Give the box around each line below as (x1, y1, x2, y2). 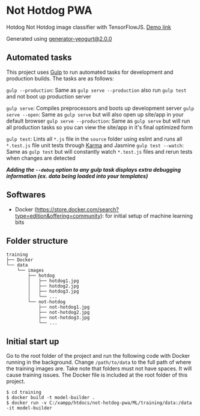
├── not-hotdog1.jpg (38, 304, 90, 310)
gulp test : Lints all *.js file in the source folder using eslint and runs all (6, 135, 183, 142)
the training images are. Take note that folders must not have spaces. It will (6, 365, 192, 372)
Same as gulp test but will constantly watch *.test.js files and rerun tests (6, 148, 193, 155)
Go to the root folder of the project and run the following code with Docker (6, 352, 190, 360)
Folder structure (6, 235, 68, 246)
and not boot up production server (6, 92, 91, 100)
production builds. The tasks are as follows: (6, 74, 114, 82)
